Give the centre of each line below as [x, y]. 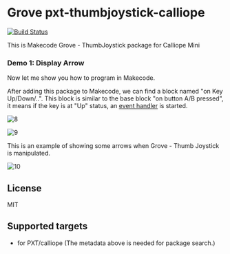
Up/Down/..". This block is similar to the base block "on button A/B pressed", [115, 98]
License [24, 188]
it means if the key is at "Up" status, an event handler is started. [97, 106]
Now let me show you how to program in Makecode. [81, 78]
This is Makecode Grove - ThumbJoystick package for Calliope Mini [104, 45]
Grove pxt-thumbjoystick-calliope [106, 13]
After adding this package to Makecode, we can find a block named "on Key [115, 92]
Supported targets [48, 226]
